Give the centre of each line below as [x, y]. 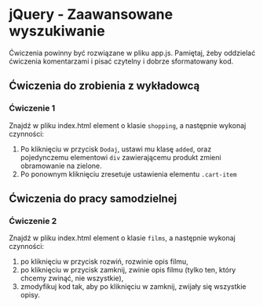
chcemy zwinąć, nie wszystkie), [72, 278]
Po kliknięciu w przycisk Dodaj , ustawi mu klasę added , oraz [116, 149]
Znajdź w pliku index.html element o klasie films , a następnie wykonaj [122, 238]
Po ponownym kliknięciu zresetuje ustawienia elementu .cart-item [128, 174]
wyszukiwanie [57, 31]
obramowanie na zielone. [61, 166]
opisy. [30, 295]
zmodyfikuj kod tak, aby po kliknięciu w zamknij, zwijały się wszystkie [133, 287]
